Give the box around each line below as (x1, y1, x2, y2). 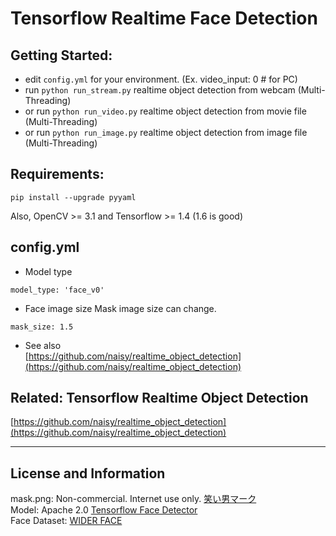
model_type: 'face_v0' (10, 285, 105, 295)
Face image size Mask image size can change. (24, 302, 217, 314)
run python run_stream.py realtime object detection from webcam (24, 84, 296, 96)
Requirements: (10, 166, 105, 183)
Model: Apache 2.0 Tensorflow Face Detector (10, 504, 198, 516)
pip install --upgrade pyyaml (10, 192, 137, 202)
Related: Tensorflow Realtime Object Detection (10, 390, 309, 407)
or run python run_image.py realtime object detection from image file (24, 127, 308, 138)
